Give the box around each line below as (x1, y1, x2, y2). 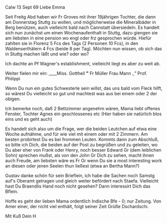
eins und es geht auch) (5, 116, 52, 122)
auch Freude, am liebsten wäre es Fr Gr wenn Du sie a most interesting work (5, 158, 162, 164)
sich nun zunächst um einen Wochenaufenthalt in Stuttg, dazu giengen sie (5, 30, 158, 35)
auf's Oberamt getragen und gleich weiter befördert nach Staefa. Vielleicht (5, 178, 159, 184)
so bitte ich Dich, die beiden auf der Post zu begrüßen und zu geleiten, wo (5, 142, 158, 148)
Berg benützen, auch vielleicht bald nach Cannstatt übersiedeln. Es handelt (5, 24, 160, 30)
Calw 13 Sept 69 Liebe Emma (5, 4, 65, 10)
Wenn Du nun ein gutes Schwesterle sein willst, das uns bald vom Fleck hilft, (5, 85, 163, 91)
